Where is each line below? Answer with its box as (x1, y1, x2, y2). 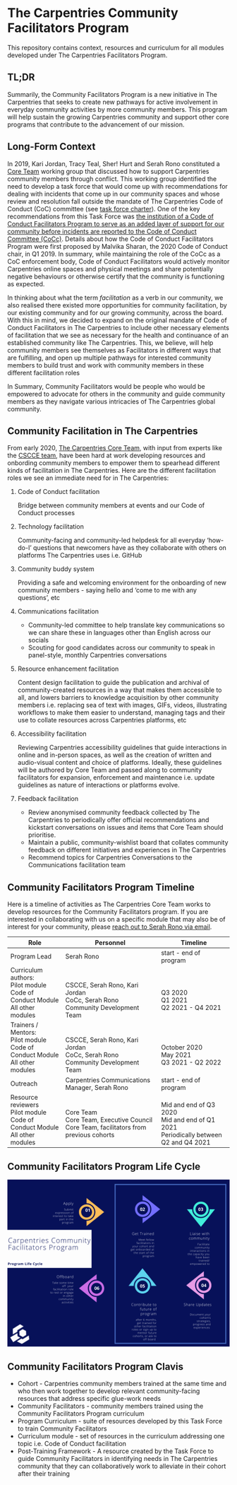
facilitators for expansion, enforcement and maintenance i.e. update (17, 773, 215, 782)
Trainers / (10, 1021, 39, 1029)
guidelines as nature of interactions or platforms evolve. (17, 781, 180, 790)
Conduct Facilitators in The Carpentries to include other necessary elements (7, 323, 229, 331)
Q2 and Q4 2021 (161, 1138, 211, 1146)
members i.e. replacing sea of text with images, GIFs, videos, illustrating (17, 701, 227, 710)
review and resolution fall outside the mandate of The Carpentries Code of (7, 196, 224, 206)
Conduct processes (17, 509, 75, 517)
